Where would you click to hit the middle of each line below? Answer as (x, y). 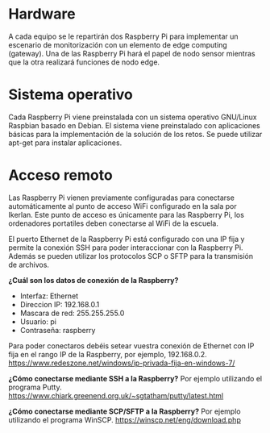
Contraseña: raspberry (58, 330)
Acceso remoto (60, 175)
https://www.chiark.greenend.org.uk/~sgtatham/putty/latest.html (116, 395)
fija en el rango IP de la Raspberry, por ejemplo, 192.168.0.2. (108, 354)
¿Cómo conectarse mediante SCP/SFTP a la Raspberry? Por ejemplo (125, 411)
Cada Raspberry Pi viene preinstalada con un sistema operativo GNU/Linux (133, 117)
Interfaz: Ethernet (49, 296)
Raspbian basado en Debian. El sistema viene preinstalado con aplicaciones (134, 125)
